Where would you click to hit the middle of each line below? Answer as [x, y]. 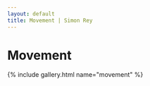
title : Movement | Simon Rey [50, 20]
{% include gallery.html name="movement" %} [75, 75]
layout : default [31, 14]
